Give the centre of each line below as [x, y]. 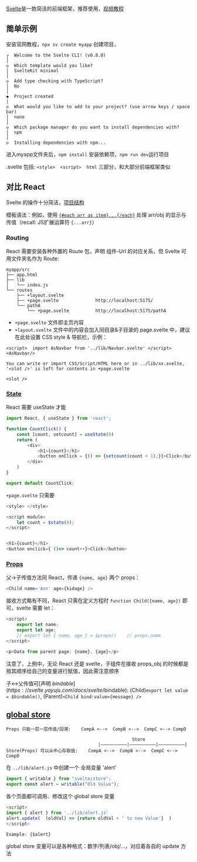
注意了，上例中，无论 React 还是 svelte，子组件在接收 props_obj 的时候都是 [97, 664]
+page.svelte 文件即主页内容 [49, 322]
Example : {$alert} [28, 834]
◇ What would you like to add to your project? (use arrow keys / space [98, 107]
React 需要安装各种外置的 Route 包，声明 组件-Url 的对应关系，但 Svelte [93, 251]
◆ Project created [30, 96]
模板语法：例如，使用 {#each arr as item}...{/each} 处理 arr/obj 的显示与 [96, 215]
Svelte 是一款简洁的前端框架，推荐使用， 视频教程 [65, 9]
